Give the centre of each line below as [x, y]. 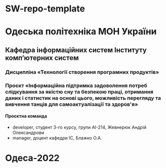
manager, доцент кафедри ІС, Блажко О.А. [57, 137]
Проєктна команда [26, 116]
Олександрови [28, 132]
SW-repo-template [45, 9]
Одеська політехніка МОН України [81, 32]
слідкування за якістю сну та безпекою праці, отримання [79, 91]
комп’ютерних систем [42, 58]
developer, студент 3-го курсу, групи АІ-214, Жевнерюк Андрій [79, 127]
